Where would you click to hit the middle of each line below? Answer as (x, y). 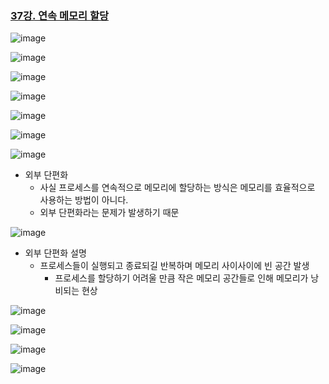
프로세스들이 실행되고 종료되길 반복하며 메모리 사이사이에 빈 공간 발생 (174, 266)
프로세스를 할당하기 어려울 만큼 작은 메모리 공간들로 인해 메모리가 (181, 278)
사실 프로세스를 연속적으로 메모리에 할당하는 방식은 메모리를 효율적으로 (177, 188)
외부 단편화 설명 (55, 253)
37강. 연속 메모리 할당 (60, 15)
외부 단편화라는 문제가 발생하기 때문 (109, 213)
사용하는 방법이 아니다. (84, 200)
